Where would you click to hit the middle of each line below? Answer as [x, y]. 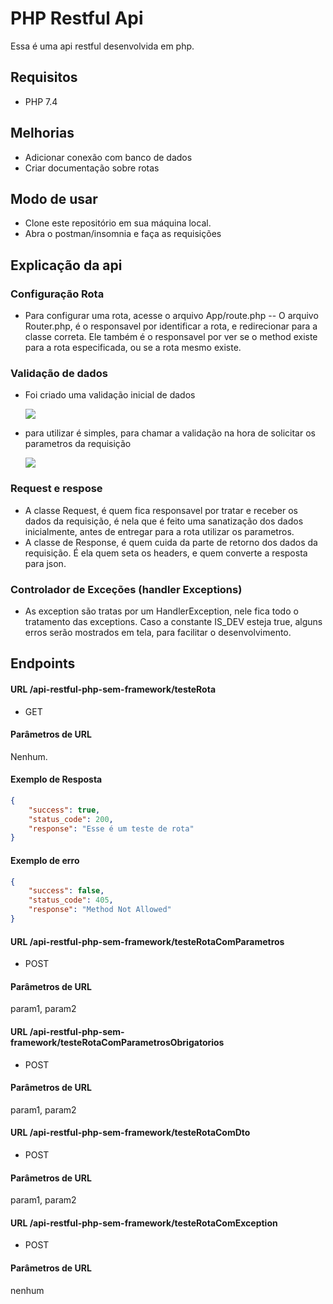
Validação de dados [59, 373]
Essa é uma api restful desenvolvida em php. [102, 46]
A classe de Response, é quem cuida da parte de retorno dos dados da [171, 542]
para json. [45, 563]
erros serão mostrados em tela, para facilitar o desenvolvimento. [158, 632]
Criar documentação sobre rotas [92, 168]
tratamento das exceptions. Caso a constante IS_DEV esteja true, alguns [173, 621]
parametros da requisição [78, 444]
